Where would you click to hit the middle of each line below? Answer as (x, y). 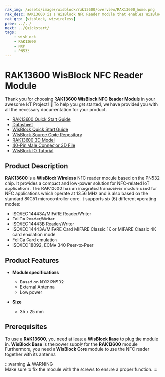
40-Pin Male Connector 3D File (43, 145)
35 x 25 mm (32, 312)
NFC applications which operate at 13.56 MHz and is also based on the (77, 194)
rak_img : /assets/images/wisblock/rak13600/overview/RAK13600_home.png (80, 10)
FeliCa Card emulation (35, 240)
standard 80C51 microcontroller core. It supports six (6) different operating (81, 199)
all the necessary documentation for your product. (56, 110)
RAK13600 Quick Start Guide (41, 119)
